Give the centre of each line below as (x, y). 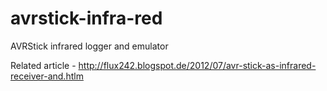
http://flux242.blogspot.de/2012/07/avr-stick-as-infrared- (197, 65)
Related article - (43, 65)
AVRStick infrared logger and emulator (89, 46)
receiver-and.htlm (47, 76)
